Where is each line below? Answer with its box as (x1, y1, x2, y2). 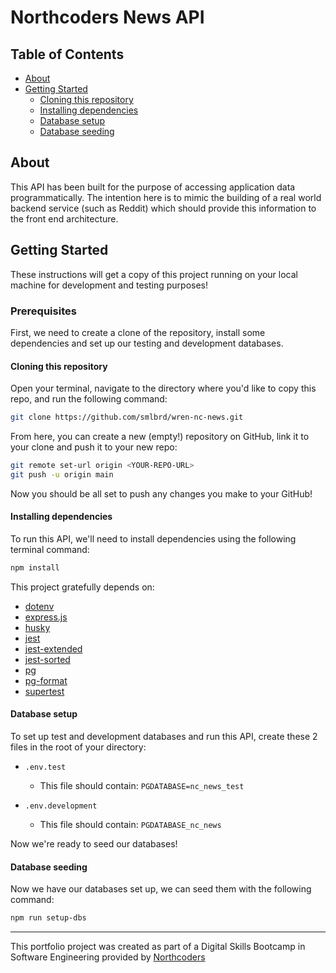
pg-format (24, 674, 68, 686)
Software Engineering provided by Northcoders (10, 951, 206, 963)
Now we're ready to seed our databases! (10, 838, 178, 850)
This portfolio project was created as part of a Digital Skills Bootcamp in (10, 941, 306, 953)
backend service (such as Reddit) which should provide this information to (10, 202, 317, 214)
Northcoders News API (10, 6, 205, 29)
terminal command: (10, 543, 90, 555)
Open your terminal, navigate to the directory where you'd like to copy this (10, 382, 317, 395)
